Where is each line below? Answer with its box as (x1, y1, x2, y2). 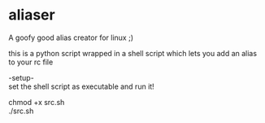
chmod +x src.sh (8, 97, 65, 107)
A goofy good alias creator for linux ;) (8, 33, 134, 42)
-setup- (8, 72, 34, 82)
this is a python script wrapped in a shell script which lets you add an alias (8, 48, 258, 58)
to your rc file (8, 57, 54, 67)
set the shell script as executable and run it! (8, 81, 154, 91)
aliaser (8, 6, 55, 24)
